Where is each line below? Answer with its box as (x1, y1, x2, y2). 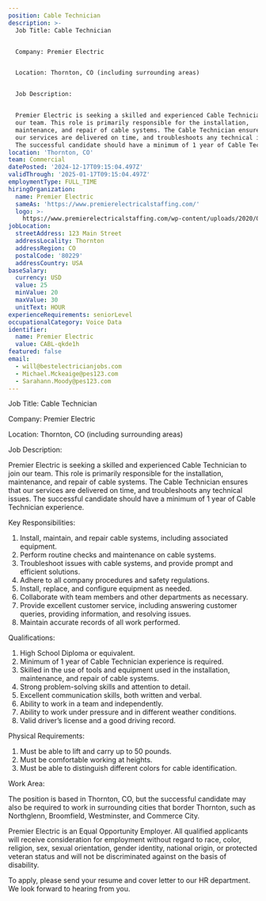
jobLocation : (8, 222, 51, 230)
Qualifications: (8, 633, 55, 643)
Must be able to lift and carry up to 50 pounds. (19, 747, 172, 757)
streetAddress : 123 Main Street (15, 229, 123, 238)
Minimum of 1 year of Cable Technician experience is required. (19, 656, 224, 667)
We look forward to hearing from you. (8, 884, 131, 894)
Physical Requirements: (8, 731, 85, 741)
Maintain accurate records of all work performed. (19, 618, 180, 627)
